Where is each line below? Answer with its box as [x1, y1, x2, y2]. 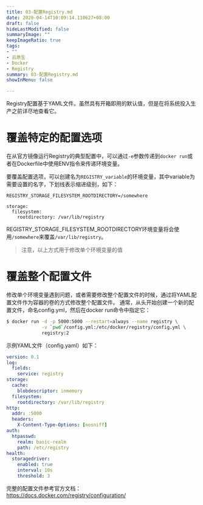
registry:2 [41, 330, 69, 336]
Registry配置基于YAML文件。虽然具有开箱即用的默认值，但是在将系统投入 [6, 100, 191, 107]
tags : [6, 43, 20, 49]
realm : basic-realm [17, 439, 67, 445]
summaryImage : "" [6, 32, 50, 38]
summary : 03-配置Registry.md [6, 71, 78, 77]
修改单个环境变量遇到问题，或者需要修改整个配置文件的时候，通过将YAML [6, 291, 191, 298]
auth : [6, 428, 20, 434]
